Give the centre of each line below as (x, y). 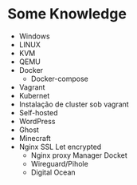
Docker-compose (59, 78)
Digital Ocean (53, 172)
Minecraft (35, 138)
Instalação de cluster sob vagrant (74, 104)
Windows (34, 36)
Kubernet (34, 95)
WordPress (37, 121)
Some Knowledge (67, 14)
